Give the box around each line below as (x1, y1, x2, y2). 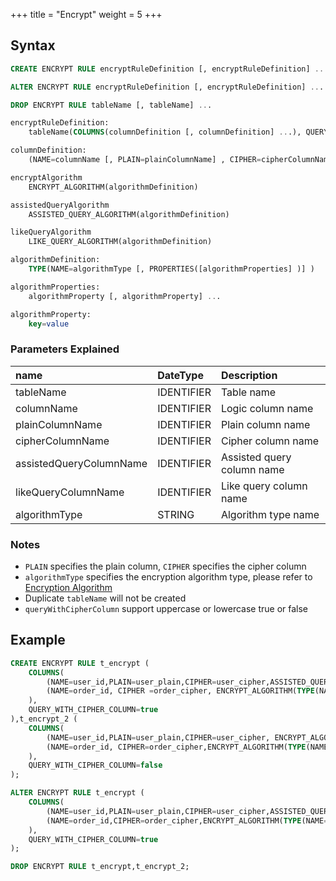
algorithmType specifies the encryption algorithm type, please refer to (24, 571, 313, 583)
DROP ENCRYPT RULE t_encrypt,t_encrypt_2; (10, 862, 190, 872)
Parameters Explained (10, 342, 120, 356)
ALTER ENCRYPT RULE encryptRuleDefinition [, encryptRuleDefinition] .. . (10, 82, 325, 92)
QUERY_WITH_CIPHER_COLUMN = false (28, 760, 163, 771)
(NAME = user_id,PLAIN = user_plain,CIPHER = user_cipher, (46, 732, 271, 743)
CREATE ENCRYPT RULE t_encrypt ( (10, 658, 150, 668)
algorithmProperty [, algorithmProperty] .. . (28, 291, 222, 301)
